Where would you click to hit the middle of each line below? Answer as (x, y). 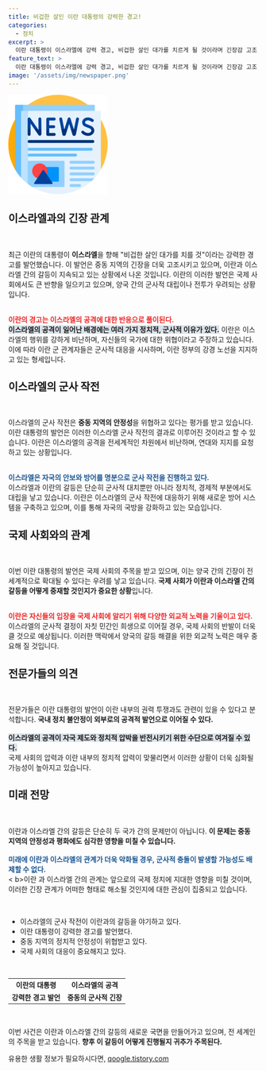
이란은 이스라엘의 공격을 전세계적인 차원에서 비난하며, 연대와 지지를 (135, 443)
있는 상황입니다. (47, 452)
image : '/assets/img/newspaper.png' (69, 75)
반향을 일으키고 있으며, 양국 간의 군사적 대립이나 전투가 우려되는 (143, 284)
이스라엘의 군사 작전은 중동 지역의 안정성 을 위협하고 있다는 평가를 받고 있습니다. (131, 423)
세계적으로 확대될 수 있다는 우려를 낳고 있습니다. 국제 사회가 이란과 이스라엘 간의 (131, 581)
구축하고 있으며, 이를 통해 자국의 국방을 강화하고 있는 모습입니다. (122, 508)
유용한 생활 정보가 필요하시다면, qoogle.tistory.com (89, 1059)
